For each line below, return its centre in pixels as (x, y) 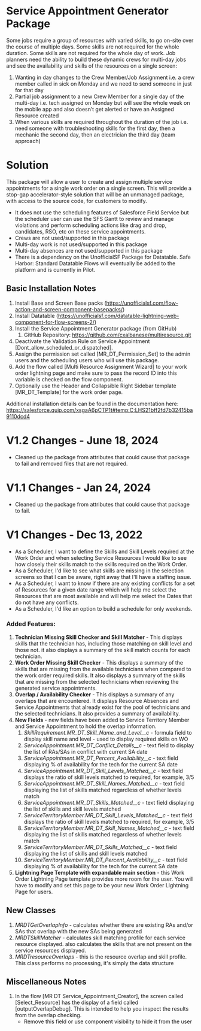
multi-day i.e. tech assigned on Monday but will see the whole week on (102, 102)
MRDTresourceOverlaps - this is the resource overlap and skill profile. (101, 957)
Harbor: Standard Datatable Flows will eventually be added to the (95, 263)
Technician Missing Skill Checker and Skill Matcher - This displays (98, 637)
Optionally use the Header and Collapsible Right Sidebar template (95, 386)
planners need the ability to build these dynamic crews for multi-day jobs (96, 59)
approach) (28, 141)
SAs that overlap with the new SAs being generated (78, 931)
